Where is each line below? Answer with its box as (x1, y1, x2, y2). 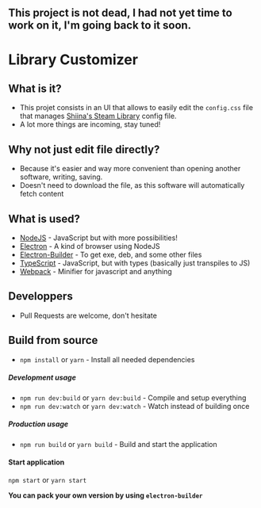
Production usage (8, 419, 69, 429)
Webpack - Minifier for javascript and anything (19, 267, 172, 277)
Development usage (8, 372, 77, 383)
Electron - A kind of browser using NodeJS (19, 242, 160, 251)
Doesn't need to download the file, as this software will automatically (19, 181, 245, 190)
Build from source (8, 334, 98, 347)
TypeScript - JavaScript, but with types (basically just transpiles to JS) (19, 258, 251, 268)
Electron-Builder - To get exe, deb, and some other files (19, 250, 202, 260)
